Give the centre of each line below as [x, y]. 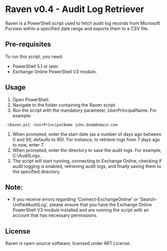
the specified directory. [37, 172]
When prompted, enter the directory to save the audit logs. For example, [87, 150]
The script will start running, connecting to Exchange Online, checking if [87, 161]
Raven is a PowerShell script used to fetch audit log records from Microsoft [83, 23]
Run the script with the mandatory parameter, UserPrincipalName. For [85, 110]
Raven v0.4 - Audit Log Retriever [75, 9]
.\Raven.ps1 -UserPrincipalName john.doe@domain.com [61, 125]
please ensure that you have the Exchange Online [101, 205]
